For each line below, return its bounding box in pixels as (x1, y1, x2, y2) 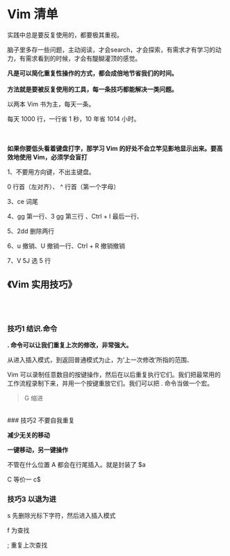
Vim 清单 (7, 6, 58, 22)
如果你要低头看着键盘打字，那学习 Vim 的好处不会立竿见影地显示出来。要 (7, 144, 217, 152)
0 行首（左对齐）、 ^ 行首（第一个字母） (7, 182, 120, 191)
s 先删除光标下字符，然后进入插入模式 (7, 511, 116, 520)
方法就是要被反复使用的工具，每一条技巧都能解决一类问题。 (7, 85, 178, 93)
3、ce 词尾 (7, 197, 38, 205)
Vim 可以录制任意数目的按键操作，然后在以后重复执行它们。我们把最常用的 (7, 370, 221, 379)
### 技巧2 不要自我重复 (7, 416, 75, 424)
